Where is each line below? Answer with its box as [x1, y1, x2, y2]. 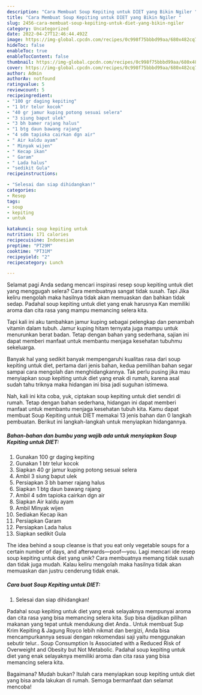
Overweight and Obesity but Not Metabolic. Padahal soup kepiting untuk [7, 646, 185, 654]
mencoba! [7, 683, 32, 691]
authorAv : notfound [7, 76, 56, 82]
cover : [7, 64, 23, 71]
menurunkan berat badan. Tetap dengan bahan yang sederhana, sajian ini [7, 331, 189, 338]
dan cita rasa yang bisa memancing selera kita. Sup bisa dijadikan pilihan [7, 614, 188, 622]
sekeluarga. [7, 344, 36, 351]
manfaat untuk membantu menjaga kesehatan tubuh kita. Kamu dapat [7, 405, 179, 413]
